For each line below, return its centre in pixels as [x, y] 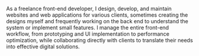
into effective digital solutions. [43, 46]
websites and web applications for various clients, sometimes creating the [97, 15]
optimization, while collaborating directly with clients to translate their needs [100, 40]
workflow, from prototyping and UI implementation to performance [88, 34]
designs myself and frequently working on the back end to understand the [97, 21]
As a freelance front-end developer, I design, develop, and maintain [89, 9]
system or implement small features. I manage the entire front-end [88, 27]
